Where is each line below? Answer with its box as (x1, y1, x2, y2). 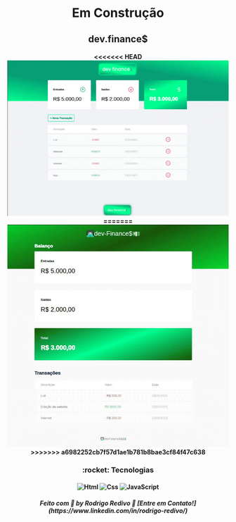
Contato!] (167, 499, 197, 507)
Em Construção (72, 5, 164, 21)
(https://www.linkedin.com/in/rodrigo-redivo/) (48, 506, 188, 515)
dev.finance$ (88, 33, 148, 45)
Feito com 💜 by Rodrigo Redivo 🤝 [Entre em (39, 499, 166, 507)
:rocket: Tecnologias (81, 465, 155, 475)
